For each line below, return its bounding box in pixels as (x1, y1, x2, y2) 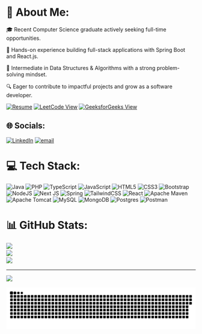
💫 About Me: (6, 5, 70, 19)
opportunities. (6, 34, 41, 42)
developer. (6, 91, 33, 98)
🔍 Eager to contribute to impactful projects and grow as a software (6, 83, 173, 90)
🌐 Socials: (6, 121, 46, 131)
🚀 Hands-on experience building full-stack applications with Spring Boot (6, 46, 185, 53)
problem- (156, 64, 180, 71)
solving (6, 71, 25, 78)
